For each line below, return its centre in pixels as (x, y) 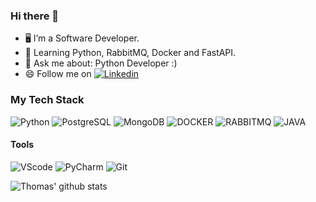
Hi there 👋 (35, 16)
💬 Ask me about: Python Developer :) (101, 63)
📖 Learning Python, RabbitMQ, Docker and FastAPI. (130, 53)
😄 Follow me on (58, 74)
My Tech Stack (47, 100)
